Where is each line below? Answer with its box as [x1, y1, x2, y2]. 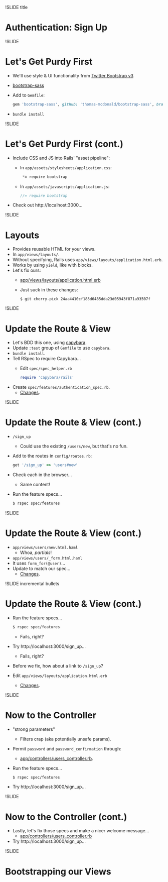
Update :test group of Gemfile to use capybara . [12, 345, 111, 351]
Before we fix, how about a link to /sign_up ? [12, 663, 104, 669]
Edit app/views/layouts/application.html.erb [12, 673, 107, 679]
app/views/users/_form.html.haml [12, 556, 83, 561]
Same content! [20, 482, 50, 487]
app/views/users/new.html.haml [12, 545, 78, 550]
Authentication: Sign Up [5, 22, 108, 33]
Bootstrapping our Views [5, 866, 111, 877]
